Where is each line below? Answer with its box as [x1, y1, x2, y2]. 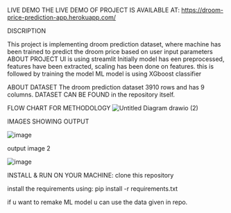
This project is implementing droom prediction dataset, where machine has [7, 40, 221, 48]
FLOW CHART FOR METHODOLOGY [7, 104, 111, 112]
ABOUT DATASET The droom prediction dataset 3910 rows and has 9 [7, 83, 205, 91]
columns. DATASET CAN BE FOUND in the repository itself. [7, 90, 176, 99]
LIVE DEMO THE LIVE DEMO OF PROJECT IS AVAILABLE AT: [7, 6, 180, 14]
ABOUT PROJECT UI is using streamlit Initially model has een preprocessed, [7, 55, 225, 63]
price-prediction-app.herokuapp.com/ [7, 13, 117, 22]
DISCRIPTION [7, 27, 46, 35]
